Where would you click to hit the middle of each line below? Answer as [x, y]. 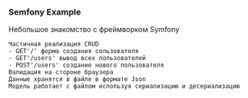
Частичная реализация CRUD [54, 44]
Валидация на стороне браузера [61, 72]
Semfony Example [45, 12]
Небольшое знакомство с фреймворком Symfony [94, 30]
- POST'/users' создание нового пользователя [86, 65]
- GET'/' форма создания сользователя [74, 51]
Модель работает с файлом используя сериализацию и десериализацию [124, 87]
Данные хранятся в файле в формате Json [78, 80]
